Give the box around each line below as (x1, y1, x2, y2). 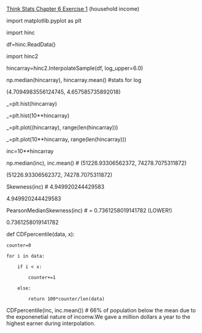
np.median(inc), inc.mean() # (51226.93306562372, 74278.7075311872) (6, 159, 187, 166)
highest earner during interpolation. (6, 320, 96, 327)
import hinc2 (6, 53, 38, 60)
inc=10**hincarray (6, 148, 54, 155)
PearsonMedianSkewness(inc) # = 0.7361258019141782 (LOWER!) (6, 207, 173, 214)
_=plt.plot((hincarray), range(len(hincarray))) (6, 124, 118, 131)
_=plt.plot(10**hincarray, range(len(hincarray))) (6, 136, 127, 143)
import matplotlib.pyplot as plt (6, 17, 82, 24)
